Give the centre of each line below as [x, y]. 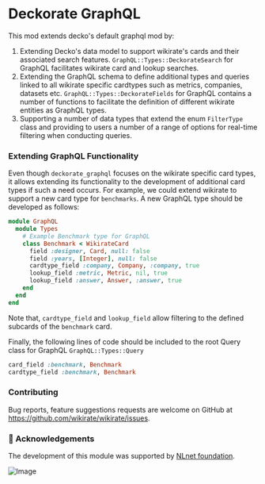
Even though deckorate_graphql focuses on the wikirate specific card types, [132, 173]
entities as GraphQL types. [63, 110]
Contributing [33, 392]
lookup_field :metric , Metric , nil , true [98, 273]
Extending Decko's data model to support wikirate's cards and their [129, 51]
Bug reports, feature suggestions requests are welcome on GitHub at [121, 409]
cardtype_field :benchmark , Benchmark [72, 372]
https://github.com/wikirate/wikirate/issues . [79, 418]
